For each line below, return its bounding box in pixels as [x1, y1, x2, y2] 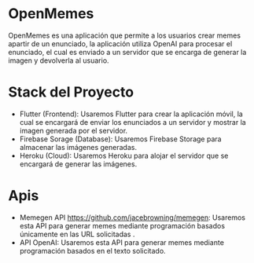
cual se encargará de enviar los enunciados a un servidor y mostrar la [19, 117, 246, 126]
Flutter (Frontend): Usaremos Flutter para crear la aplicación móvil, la [19, 109, 244, 119]
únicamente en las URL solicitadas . [19, 229, 135, 239]
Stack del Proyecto [8, 83, 134, 101]
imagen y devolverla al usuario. [8, 56, 109, 65]
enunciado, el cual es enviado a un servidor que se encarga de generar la [8, 47, 247, 57]
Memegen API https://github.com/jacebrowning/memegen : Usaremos [19, 213, 246, 222]
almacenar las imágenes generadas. [19, 142, 138, 152]
